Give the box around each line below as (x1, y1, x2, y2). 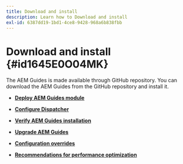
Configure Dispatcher (14, 106, 69, 113)
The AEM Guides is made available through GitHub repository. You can (6, 77, 178, 84)
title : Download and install (6, 8, 78, 15)
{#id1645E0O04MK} (6, 57, 109, 71)
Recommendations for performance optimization (14, 151, 137, 159)
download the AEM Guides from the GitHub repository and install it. (6, 83, 169, 90)
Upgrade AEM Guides (14, 129, 69, 136)
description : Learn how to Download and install (6, 14, 128, 20)
